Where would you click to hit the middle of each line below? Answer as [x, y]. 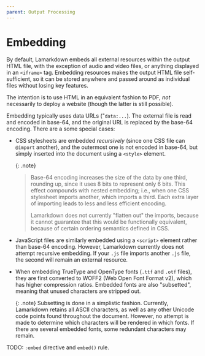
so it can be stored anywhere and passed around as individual [111, 79]
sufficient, [19, 79]
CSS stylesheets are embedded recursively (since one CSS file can [100, 140]
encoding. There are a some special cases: [61, 129]
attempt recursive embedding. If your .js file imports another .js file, [103, 253]
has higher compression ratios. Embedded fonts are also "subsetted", [103, 284]
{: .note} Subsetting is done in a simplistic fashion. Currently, [92, 303]
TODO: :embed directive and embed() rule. [58, 347]
